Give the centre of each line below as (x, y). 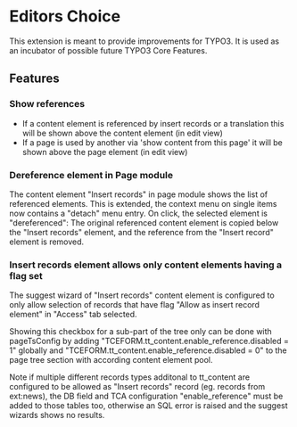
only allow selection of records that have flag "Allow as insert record (135, 305)
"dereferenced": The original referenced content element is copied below (144, 222)
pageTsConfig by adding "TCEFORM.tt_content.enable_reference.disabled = (149, 341)
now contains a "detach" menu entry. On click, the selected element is (138, 213)
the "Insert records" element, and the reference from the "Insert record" (141, 232)
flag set (26, 275)
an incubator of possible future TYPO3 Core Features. (108, 50)
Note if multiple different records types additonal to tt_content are (130, 377)
